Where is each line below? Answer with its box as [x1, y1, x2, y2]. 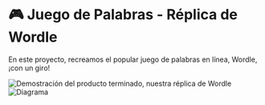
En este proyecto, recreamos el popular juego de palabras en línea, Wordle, [8, 55, 258, 64]
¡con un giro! [8, 63, 51, 72]
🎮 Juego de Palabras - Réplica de [8, 6, 238, 24]
